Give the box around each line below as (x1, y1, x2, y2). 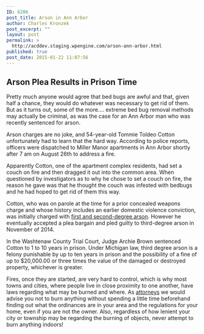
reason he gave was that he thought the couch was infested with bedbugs (6, 181, 193, 189)
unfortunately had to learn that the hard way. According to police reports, (6, 137, 190, 145)
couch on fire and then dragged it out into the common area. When (6, 169, 175, 176)
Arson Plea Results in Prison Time (6, 77, 137, 87)
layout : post (6, 32, 40, 38)
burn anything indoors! (6, 321, 64, 329)
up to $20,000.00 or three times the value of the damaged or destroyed (6, 257, 186, 264)
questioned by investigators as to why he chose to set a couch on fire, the (6, 175, 192, 183)
